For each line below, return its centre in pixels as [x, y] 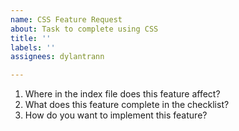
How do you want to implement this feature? [116, 115]
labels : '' [33, 47]
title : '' [31, 38]
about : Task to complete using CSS [84, 29]
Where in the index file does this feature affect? [122, 94]
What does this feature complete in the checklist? [127, 105]
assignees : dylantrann [57, 57]
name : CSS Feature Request [66, 19]
